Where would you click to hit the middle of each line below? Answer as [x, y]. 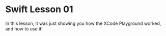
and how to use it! [24, 28]
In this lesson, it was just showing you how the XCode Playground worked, [83, 23]
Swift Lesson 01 [39, 9]
